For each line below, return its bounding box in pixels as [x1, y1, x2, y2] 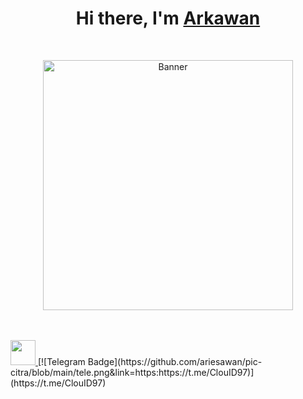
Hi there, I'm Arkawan [75, 7, 261, 30]
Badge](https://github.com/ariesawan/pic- [87, 355, 263, 367]
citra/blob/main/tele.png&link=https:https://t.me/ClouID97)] [10, 366, 255, 378]
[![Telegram [37, 355, 86, 367]
